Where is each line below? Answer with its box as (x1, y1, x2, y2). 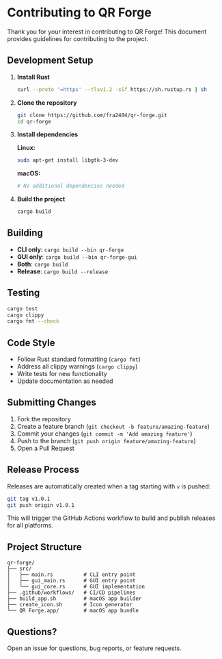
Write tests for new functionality (16, 370, 107, 378)
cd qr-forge (16, 118, 51, 125)
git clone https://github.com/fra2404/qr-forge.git (16, 112, 167, 119)
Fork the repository (16, 414, 72, 423)
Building (7, 227, 43, 239)
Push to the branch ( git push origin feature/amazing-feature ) (16, 436, 196, 445)
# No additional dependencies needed (16, 183, 125, 190)
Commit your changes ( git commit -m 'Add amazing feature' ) (16, 430, 193, 438)
